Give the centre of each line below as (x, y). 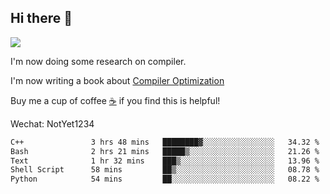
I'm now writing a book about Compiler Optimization (117, 80)
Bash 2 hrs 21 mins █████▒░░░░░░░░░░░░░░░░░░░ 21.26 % (165, 151)
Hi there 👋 (41, 18)
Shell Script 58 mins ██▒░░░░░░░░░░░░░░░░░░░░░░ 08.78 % (165, 170)
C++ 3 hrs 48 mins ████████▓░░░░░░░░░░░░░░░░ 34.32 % (165, 142)
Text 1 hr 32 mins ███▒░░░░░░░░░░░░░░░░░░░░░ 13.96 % (165, 161)
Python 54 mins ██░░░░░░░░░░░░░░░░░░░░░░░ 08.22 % (165, 179)
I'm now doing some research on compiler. (98, 61)
